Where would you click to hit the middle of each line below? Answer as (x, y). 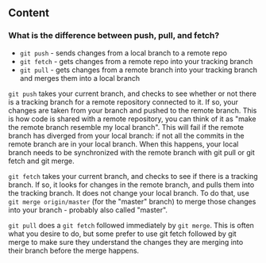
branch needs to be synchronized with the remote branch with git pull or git (132, 152)
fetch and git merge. (41, 161)
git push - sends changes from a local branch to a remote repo (123, 53)
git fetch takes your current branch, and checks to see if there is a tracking (133, 176)
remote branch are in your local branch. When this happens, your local (123, 144)
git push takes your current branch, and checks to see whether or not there (132, 93)
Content (29, 13)
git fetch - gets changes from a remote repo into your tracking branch (136, 61)
